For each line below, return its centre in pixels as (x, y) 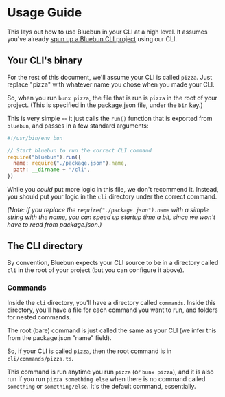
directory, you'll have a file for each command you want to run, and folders (113, 310)
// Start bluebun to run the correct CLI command (80, 150)
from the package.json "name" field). (59, 338)
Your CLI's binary (45, 61)
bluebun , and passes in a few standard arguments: (78, 126)
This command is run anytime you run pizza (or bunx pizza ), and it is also (110, 372)
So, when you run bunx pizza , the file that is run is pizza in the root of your (113, 98)
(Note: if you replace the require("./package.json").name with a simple (108, 210)
